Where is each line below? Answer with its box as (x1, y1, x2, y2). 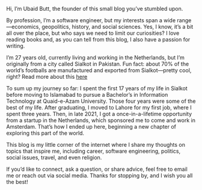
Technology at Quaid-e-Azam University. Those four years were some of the (6, 97, 196, 105)
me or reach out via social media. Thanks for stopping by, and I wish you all (6, 172, 193, 179)
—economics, (6, 23, 41, 30)
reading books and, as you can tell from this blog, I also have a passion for (6, 36, 191, 43)
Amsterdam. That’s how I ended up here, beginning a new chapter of (6, 123, 176, 130)
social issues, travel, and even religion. (6, 154, 102, 161)
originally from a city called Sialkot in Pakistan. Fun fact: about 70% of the (6, 60, 189, 67)
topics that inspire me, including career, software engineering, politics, (6, 147, 181, 155)
